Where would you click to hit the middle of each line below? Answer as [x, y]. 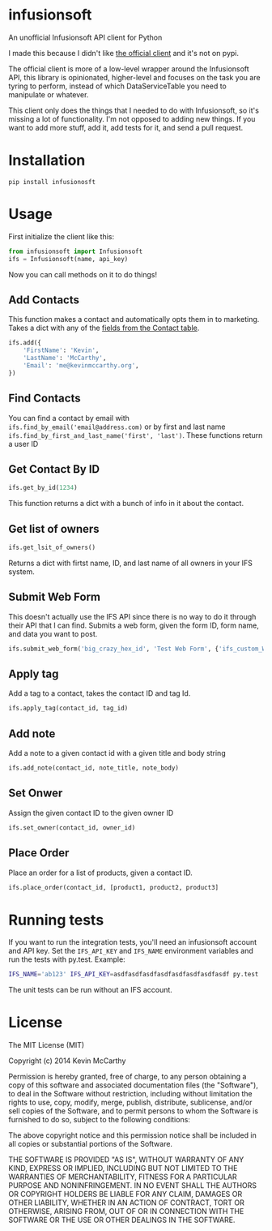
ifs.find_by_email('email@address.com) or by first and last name [117, 427]
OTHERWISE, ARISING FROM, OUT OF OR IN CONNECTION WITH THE [126, 1212]
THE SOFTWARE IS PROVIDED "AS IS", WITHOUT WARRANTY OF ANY [126, 1160]
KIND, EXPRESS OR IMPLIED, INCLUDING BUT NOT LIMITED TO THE [123, 1169]
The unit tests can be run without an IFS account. [90, 990]
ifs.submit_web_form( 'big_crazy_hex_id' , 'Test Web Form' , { [114, 649]
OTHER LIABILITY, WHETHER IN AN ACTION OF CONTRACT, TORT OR [126, 1203]
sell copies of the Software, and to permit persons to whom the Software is [134, 1111]
